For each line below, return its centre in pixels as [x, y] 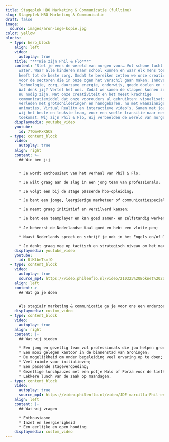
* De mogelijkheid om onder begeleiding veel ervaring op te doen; [91, 357]
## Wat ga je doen [38, 292]
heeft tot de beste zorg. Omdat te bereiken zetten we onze [83, 76]
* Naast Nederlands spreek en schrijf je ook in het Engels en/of [90, 237]
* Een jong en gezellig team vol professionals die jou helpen [86, 348]
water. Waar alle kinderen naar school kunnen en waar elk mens [87, 71]
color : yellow [20, 33]
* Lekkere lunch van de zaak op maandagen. [65, 376]
